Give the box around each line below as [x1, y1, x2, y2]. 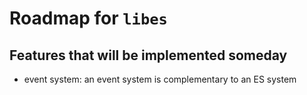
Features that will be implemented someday [9, 47, 288, 64]
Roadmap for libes [9, 7, 168, 30]
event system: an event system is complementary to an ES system [23, 73, 297, 85]
